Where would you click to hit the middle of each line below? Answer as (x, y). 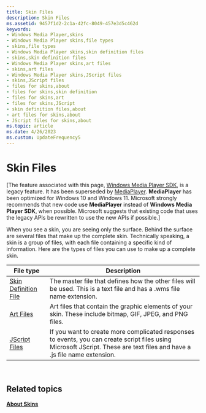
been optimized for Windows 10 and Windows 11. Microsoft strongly (92, 198)
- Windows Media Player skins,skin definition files (75, 52)
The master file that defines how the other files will (123, 281)
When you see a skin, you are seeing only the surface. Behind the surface (100, 229)
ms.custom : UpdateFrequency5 (44, 138)
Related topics (34, 389)
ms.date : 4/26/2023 (31, 132)
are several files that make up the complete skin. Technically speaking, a (98, 236)
